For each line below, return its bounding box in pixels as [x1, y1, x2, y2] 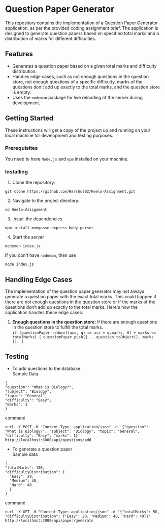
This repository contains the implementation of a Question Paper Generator [5, 20, 158, 26]
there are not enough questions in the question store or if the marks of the [5, 299, 156, 305]
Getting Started [5, 114, 54, 122]
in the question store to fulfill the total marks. [12, 324, 103, 330]
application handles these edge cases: [5, 309, 84, 315]
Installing [5, 168, 28, 175]
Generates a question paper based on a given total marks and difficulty [12, 63, 157, 69]
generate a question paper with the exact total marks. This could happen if [5, 293, 157, 299]
